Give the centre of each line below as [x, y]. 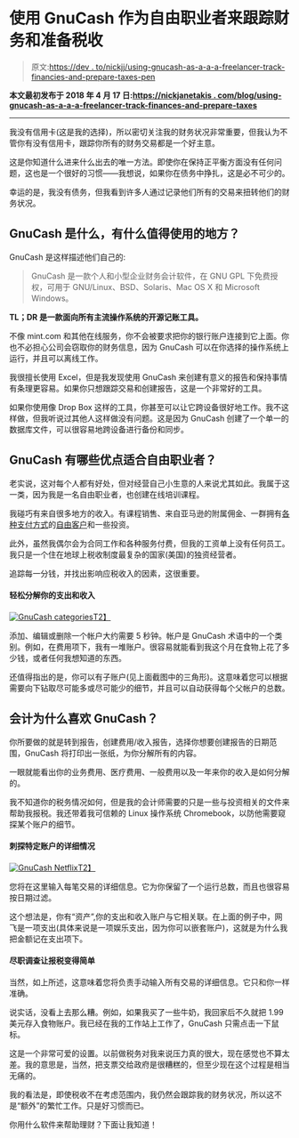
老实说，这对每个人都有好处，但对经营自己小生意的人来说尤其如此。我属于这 [149, 483]
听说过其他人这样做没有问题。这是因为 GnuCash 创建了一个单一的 [168, 418]
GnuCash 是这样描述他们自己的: [68, 257]
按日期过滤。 [32, 897]
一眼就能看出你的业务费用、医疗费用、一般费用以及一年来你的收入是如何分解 [149, 771]
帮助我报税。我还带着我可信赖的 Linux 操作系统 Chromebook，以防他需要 [144, 813]
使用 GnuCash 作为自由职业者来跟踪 [141, 18]
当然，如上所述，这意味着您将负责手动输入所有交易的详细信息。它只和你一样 [149, 982]
